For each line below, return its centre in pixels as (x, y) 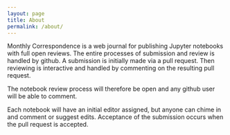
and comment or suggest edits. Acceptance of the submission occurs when (115, 117)
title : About (26, 20)
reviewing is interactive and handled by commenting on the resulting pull (111, 68)
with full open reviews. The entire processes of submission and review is (111, 53)
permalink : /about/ (35, 26)
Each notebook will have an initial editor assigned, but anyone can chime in (114, 110)
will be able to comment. (42, 96)
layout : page (26, 13)
